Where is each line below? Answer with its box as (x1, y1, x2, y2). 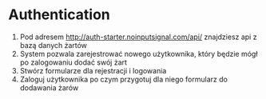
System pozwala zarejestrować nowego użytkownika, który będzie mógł (19, 49, 258, 58)
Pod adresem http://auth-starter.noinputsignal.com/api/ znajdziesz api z (19, 32, 257, 42)
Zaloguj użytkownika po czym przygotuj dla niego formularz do (19, 74, 228, 84)
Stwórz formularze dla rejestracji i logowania (19, 65, 167, 75)
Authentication (8, 6, 110, 24)
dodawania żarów (19, 82, 79, 93)
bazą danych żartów (19, 40, 88, 49)
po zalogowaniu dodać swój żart (19, 57, 128, 67)
